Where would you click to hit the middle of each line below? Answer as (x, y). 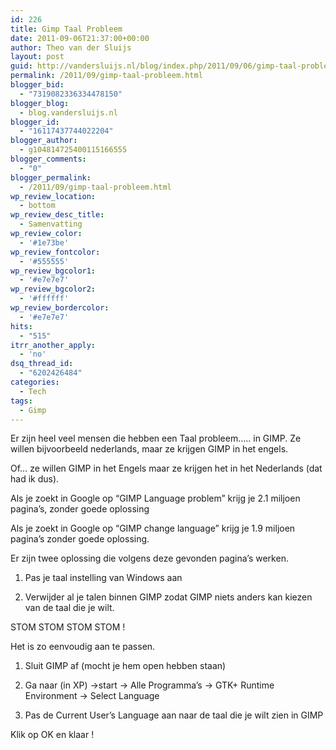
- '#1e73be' (44, 242)
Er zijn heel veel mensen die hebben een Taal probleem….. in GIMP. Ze (156, 438)
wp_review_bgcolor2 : (53, 289)
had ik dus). (35, 479)
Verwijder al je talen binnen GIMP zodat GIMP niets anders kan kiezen (168, 597)
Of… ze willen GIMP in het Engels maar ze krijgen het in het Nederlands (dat (166, 468)
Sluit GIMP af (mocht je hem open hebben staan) (125, 666)
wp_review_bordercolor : (60, 308)
